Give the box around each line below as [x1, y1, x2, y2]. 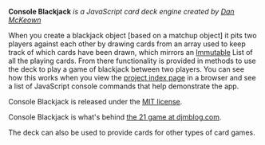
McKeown [8, 15, 42, 25]
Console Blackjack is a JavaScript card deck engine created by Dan [8, 7, 235, 16]
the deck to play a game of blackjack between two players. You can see [8, 65, 245, 74]
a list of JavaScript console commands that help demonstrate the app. [8, 81, 239, 91]
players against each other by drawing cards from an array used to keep [8, 39, 246, 49]
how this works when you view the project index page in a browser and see [8, 73, 257, 82]
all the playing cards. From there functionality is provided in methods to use [8, 56, 257, 65]
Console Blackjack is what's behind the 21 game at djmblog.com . [8, 112, 222, 122]
